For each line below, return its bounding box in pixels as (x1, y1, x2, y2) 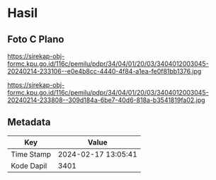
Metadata (7, 116, 51, 128)
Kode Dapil (11, 161, 47, 171)
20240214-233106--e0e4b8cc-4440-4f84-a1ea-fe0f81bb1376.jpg (7, 67, 202, 75)
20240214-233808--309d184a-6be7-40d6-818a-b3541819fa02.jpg (7, 96, 205, 104)
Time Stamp (11, 149, 52, 159)
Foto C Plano (7, 33, 64, 45)
